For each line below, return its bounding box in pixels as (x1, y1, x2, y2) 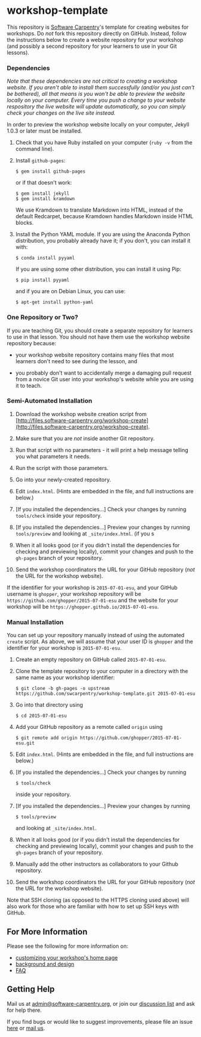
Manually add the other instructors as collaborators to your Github (15, 861, 179, 868)
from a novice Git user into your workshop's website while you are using (15, 375, 194, 382)
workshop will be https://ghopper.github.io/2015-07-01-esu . (7, 603, 159, 610)
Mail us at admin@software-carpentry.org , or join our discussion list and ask (7, 1000, 195, 1007)
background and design (15, 960, 74, 967)
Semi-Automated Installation (7, 397, 92, 405)
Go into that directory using (15, 701, 83, 709)
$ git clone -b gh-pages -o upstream (15, 686, 110, 692)
